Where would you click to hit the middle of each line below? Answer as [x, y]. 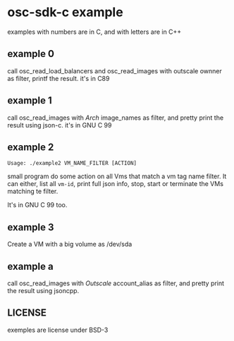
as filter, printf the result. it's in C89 [58, 78]
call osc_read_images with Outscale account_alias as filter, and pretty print [116, 283]
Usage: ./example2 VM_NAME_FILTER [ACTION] [72, 163]
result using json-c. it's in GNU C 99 [60, 125]
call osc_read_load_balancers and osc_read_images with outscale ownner [115, 70]
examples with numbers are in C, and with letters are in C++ [94, 32]
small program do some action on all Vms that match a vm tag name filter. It [117, 176]
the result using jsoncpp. [43, 291]
